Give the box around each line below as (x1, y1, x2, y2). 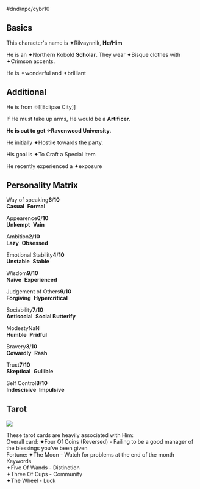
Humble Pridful (6, 331, 48, 339)
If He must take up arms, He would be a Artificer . (6, 115, 131, 122)
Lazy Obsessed (6, 240, 49, 247)
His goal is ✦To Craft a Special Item (6, 150, 96, 158)
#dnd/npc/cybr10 (6, 6, 50, 12)
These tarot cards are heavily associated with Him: (6, 432, 134, 439)
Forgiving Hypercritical (6, 295, 68, 302)
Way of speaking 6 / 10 (6, 196, 60, 204)
